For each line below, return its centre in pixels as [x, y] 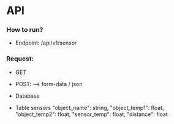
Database [27, 96]
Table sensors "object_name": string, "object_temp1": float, [89, 108]
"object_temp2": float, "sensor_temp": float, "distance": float [92, 114]
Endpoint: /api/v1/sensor [46, 43]
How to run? [25, 30]
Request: [20, 59]
